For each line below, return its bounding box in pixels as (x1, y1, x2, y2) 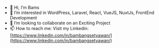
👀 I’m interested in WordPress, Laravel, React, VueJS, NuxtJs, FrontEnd (9, 10, 155, 16)
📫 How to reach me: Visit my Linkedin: (9, 26, 89, 31)
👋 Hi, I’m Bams (9, 5, 39, 10)
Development (9, 15, 37, 20)
